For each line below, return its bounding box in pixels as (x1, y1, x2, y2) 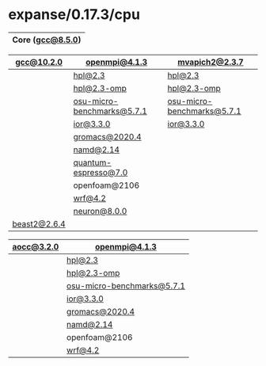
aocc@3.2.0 (12, 241, 59, 252)
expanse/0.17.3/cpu (8, 6, 141, 24)
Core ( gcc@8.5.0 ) (12, 34, 82, 45)
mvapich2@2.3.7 (177, 56, 244, 67)
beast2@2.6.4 (12, 218, 66, 229)
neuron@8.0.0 (73, 205, 127, 216)
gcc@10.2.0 (15, 56, 63, 67)
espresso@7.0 (73, 166, 128, 177)
